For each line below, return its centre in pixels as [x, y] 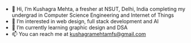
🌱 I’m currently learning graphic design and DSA [70, 27]
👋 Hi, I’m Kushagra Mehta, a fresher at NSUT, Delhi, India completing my [98, 9]
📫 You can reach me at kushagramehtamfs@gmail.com [79, 34]
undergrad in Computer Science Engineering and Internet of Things [93, 15]
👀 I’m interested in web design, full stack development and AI [85, 21]
